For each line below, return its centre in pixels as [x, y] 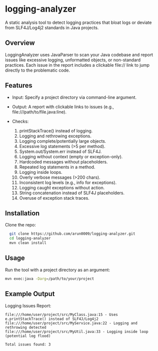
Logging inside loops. [41, 172]
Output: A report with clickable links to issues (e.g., [63, 107]
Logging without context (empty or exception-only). [71, 156]
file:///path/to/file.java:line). [39, 112]
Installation [22, 213]
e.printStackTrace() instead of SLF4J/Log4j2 [52, 319]
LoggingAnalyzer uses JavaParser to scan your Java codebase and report [79, 55]
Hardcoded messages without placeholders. [63, 162]
